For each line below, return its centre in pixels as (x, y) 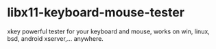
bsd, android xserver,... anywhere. (56, 38)
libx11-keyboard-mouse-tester (96, 13)
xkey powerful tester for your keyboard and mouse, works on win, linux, (109, 31)
